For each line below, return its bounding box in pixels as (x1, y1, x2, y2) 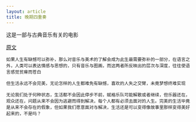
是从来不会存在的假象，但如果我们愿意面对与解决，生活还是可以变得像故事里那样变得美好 (6, 104, 190, 110)
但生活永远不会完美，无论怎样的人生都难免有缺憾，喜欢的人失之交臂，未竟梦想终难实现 (6, 80, 186, 86)
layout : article (6, 8, 46, 15)
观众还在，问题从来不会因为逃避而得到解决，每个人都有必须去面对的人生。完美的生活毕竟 (6, 98, 190, 104)
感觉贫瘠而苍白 (10, 69, 42, 75)
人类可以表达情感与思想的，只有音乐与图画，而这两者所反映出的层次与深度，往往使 (14, 62, 186, 68)
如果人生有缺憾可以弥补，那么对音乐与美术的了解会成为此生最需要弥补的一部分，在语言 (6, 57, 186, 62)
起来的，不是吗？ (6, 110, 42, 117)
